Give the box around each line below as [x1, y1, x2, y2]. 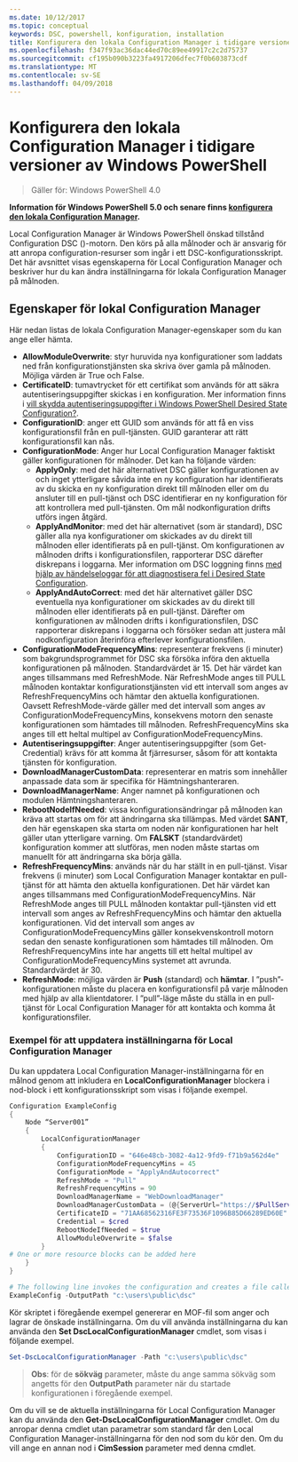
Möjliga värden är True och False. [21, 370, 145, 381]
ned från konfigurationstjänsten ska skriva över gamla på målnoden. [21, 361, 271, 371]
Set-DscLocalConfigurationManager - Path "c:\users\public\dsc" [9, 1352, 248, 1362]
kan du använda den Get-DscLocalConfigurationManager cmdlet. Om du [9, 1414, 280, 1425]
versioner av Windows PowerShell [9, 155, 268, 175]
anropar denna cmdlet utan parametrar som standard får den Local [9, 1423, 255, 1434]
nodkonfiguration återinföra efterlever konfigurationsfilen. [35, 634, 247, 645]
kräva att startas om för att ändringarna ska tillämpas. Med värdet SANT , [21, 814, 288, 824]
